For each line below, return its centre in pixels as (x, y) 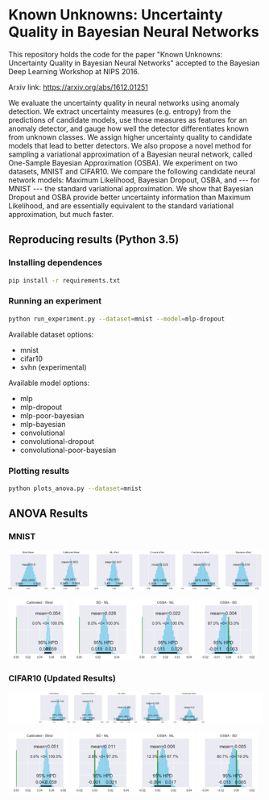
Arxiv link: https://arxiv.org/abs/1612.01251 (79, 87)
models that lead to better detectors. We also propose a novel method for (130, 145)
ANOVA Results (48, 514)
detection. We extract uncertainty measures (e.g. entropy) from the (120, 111)
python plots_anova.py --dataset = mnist (75, 488)
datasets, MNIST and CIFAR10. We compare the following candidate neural (132, 171)
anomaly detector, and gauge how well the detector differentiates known (129, 128)
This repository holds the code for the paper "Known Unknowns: (116, 54)
